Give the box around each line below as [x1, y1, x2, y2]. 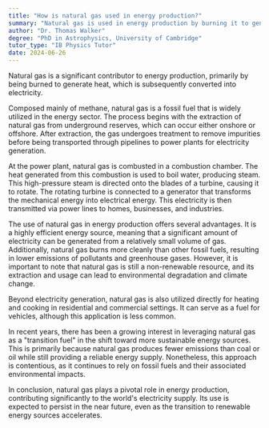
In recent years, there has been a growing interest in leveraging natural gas [8, 327, 256, 336]
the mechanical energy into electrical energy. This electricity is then [8, 195, 232, 205]
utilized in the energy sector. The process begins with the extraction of [8, 112, 242, 121]
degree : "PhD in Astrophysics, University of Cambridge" [8, 34, 203, 42]
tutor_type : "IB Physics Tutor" [8, 42, 116, 50]
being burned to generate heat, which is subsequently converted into [8, 79, 237, 89]
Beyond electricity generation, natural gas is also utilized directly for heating [8, 294, 259, 304]
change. [8, 279, 36, 288]
